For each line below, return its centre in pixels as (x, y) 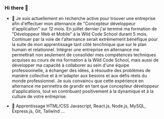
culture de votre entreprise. (39, 96)
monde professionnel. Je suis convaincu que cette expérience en (78, 81)
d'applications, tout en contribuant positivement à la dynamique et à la (82, 91)
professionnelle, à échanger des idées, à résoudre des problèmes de (81, 71)
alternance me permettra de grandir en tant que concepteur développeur (85, 86)
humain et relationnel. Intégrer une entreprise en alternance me (75, 50)
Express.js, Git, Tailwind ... (38, 111)
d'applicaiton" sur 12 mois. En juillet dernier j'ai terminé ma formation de (84, 29)
